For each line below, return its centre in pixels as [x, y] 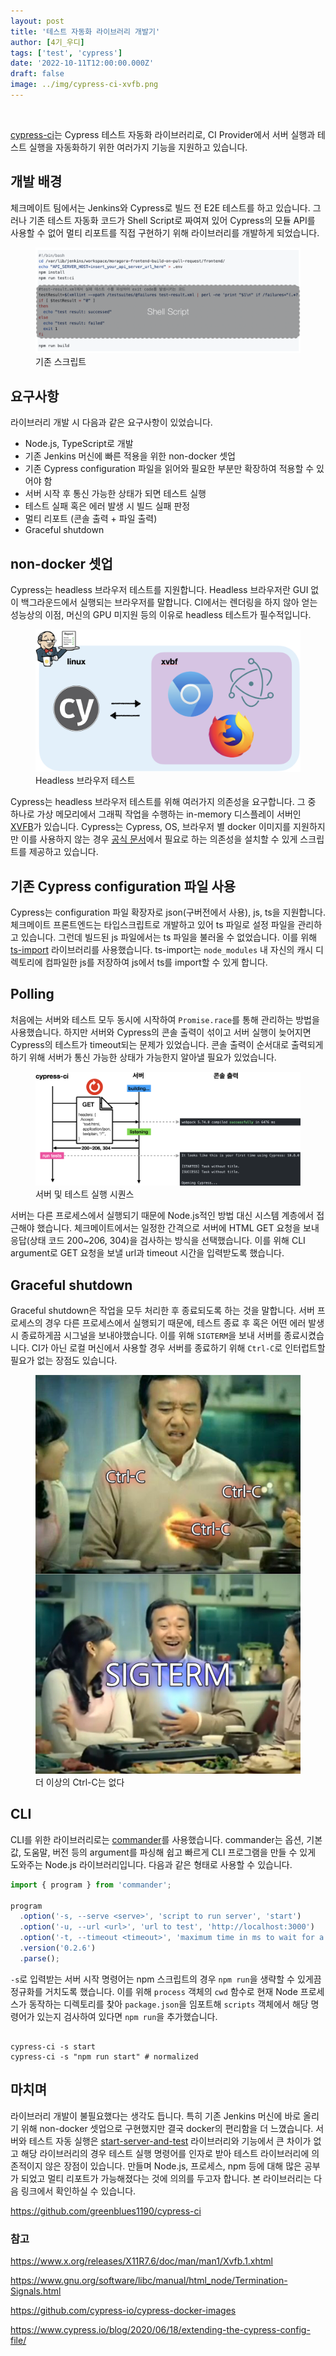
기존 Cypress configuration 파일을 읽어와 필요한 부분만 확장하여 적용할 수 [169, 469]
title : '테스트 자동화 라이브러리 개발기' [85, 31]
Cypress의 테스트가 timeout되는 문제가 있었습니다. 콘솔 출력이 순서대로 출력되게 [167, 1044]
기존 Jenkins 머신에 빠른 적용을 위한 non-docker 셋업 [130, 456]
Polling [32, 994]
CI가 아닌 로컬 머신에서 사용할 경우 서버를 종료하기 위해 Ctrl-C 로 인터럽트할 [178, 1348]
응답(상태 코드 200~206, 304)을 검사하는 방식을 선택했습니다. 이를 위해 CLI [158, 1241]
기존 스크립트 [61, 362]
